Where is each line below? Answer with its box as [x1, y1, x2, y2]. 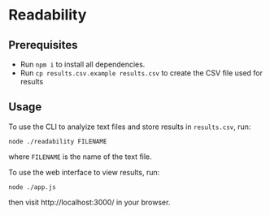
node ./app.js [8, 183, 57, 191]
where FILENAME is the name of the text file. [8, 152, 152, 161]
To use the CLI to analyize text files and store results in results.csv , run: [8, 122, 251, 131]
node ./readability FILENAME [8, 137, 107, 145]
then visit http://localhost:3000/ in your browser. [8, 197, 171, 207]
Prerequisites [8, 38, 78, 52]
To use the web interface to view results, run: [8, 167, 160, 177]
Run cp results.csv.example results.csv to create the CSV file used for [20, 68, 263, 78]
